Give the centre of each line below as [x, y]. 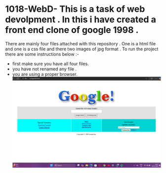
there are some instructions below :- [42, 54]
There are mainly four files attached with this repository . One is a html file [81, 43]
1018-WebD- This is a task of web [75, 9]
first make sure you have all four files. [50, 64]
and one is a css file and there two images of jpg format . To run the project [82, 49]
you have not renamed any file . [44, 69]
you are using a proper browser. [45, 74]
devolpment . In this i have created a [81, 19]
